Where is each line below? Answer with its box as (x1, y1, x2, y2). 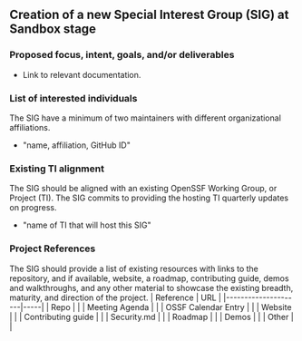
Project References (9, 242, 96, 255)
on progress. (9, 202, 57, 213)
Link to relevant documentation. (22, 69, 141, 80)
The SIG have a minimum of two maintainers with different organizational (9, 112, 281, 123)
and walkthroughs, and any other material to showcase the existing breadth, (9, 282, 294, 293)
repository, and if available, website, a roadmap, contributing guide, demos (9, 272, 289, 284)
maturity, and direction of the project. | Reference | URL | (9, 292, 222, 303)
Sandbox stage (9, 22, 97, 37)
